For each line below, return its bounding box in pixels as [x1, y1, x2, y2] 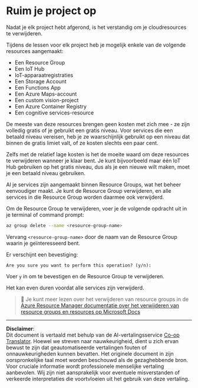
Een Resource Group [14, 59, 65, 66]
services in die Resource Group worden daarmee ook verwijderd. [6, 193, 164, 200]
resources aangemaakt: [6, 47, 64, 54]
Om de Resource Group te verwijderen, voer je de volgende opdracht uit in [6, 205, 187, 212]
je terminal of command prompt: [6, 211, 84, 218]
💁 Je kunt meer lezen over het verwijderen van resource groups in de [20, 295, 189, 302]
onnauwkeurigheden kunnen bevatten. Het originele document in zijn [6, 350, 174, 357]
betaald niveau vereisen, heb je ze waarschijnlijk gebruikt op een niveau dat [6, 133, 190, 140]
